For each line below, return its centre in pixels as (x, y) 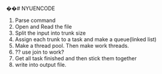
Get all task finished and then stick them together (76, 58)
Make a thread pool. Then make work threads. (72, 46)
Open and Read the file (43, 27)
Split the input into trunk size (50, 33)
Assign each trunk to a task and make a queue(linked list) (86, 39)
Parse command (35, 20)
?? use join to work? (39, 52)
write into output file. (40, 65)
